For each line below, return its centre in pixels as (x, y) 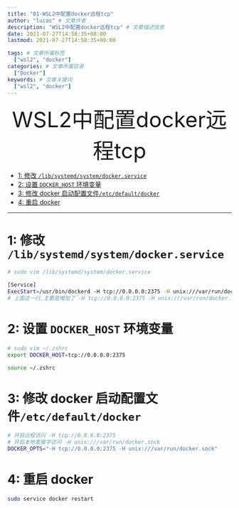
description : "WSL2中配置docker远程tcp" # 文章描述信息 (86, 27)
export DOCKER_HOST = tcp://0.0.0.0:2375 (67, 355)
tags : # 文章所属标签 (36, 53)
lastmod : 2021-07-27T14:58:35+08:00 (62, 40)
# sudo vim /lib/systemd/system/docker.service (79, 272)
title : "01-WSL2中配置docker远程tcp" (60, 14)
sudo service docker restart (51, 499)
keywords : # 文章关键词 (40, 80)
